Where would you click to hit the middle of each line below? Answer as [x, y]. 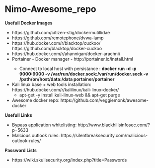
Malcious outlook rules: [36, 135]
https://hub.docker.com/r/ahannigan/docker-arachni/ [66, 54]
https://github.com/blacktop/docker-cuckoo [57, 48]
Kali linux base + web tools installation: [51, 84]
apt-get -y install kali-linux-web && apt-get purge [70, 95]
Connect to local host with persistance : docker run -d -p [78, 69]
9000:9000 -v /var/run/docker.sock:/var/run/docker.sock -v [84, 74]
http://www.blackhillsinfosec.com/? [114, 125]
